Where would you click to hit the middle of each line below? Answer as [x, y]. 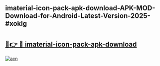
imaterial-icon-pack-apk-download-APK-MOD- [80, 8]
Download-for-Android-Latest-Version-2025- [78, 16]
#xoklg [16, 24]
